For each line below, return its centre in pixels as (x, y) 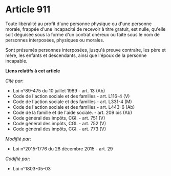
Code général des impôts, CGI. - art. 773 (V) (59, 129)
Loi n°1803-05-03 (32, 168)
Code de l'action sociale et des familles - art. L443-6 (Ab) (74, 107)
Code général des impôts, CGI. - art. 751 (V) (59, 118)
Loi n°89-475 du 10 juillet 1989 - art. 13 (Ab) (59, 90)
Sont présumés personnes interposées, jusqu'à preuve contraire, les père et (86, 50)
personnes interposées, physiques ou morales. (55, 40)
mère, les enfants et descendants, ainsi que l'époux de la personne (76, 55)
